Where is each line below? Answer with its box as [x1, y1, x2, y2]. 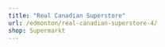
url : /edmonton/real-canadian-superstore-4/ [8, 19, 158, 27]
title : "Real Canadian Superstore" [8, 11, 126, 20]
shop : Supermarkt [8, 26, 66, 34]
